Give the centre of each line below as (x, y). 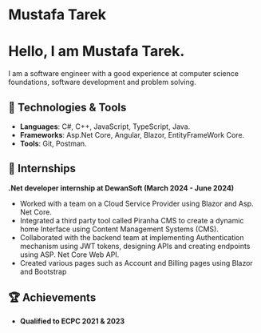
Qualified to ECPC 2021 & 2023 (72, 321)
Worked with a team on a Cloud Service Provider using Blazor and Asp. (136, 203)
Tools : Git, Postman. (53, 143)
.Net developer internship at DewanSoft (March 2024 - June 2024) (121, 188)
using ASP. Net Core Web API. (69, 255)
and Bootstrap (43, 271)
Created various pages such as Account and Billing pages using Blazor (136, 263)
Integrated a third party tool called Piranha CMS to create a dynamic (132, 220)
